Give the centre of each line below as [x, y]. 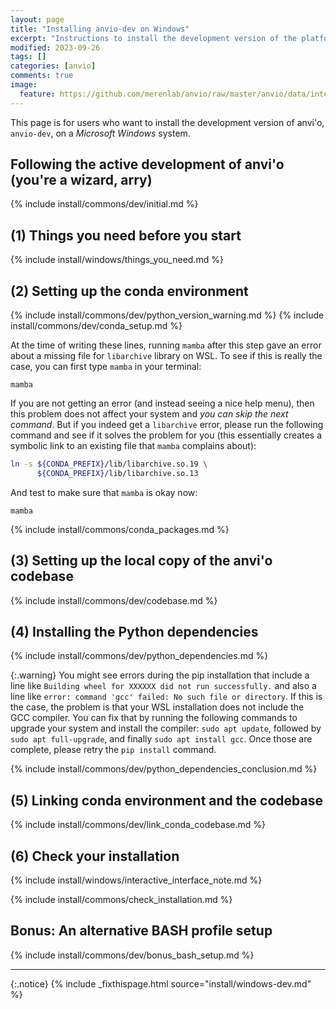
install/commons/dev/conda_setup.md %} [96, 326]
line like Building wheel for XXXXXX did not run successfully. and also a [163, 686]
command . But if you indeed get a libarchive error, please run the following [167, 425]
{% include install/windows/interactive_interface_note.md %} [136, 880]
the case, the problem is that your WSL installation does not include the [157, 707]
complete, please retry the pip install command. [113, 750]
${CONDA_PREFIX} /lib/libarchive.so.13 [117, 473]
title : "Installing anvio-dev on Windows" [100, 29]
